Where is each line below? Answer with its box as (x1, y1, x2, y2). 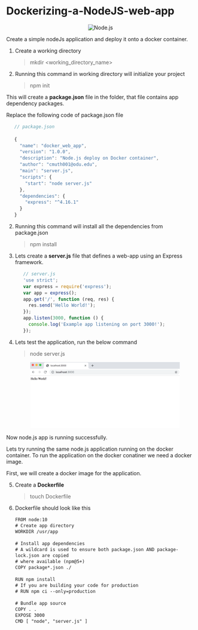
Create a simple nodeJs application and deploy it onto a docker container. (6, 35, 188, 42)
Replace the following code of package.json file (6, 111, 124, 118)
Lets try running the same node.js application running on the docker (6, 445, 173, 452)
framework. (14, 259, 44, 266)
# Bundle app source (14, 601, 66, 607)
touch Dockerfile (29, 493, 71, 500)
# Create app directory (14, 523, 75, 529)
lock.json (14, 553, 40, 559)
